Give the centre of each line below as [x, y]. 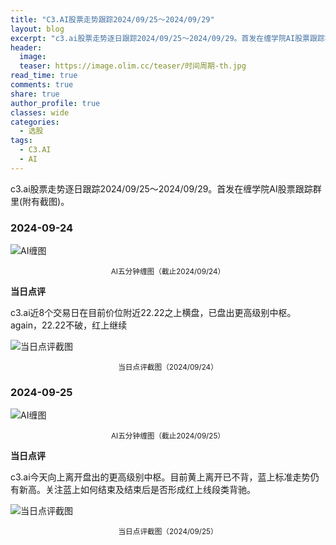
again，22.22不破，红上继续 [69, 325]
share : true [35, 94]
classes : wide [40, 112]
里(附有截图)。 [40, 201]
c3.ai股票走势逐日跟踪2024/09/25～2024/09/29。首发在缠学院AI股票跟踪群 [166, 188]
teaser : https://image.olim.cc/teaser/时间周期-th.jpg [133, 66]
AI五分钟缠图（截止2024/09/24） [168, 272]
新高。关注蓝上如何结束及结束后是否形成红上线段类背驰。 [137, 490]
